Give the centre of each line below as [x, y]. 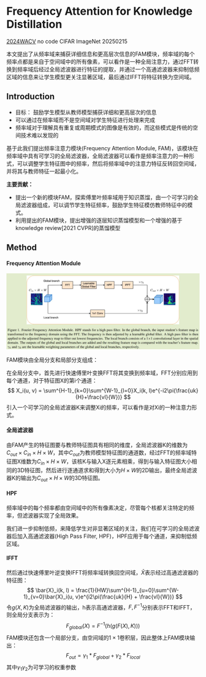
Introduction [31, 97]
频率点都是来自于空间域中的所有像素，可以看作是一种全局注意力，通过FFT [100, 61]
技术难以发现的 [40, 135]
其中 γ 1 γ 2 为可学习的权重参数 [41, 668]
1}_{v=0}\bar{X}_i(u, [49, 597]
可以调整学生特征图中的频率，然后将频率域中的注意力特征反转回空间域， [108, 163]
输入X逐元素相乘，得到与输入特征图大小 [141, 461]
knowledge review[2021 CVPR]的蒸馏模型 [68, 228]
